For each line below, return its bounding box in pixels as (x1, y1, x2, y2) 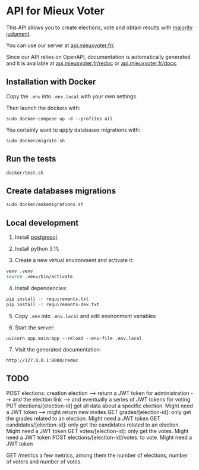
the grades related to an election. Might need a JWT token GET (6, 415, 161, 422)
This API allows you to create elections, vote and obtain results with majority (6, 24, 193, 31)
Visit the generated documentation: (14, 346, 102, 353)
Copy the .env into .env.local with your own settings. (6, 92, 138, 99)
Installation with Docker (6, 77, 96, 87)
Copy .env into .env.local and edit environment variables (14, 312, 156, 319)
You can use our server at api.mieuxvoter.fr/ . (6, 42, 115, 49)
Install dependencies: (14, 284, 68, 291)
